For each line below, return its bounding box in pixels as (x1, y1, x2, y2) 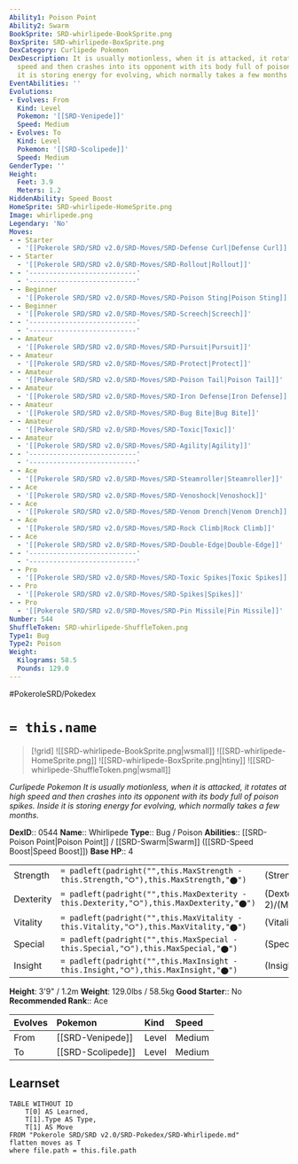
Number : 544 (9, 614, 53, 623)
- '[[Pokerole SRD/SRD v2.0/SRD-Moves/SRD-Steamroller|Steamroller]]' (17, 474, 284, 483)
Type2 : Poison (9, 639, 62, 648)
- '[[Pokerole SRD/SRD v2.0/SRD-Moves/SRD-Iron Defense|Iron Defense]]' (17, 392, 292, 402)
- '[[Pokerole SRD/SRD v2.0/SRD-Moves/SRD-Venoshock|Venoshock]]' (17, 491, 268, 500)
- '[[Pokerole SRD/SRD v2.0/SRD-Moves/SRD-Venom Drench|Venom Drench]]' (17, 507, 292, 517)
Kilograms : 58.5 (17, 656, 77, 665)
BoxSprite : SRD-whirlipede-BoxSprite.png (9, 37, 165, 47)
